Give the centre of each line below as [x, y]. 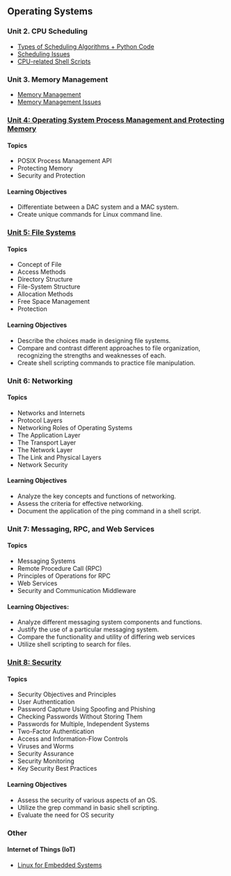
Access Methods [41, 272]
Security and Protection [51, 176]
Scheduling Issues [44, 54]
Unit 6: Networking [40, 381]
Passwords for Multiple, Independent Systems [83, 724]
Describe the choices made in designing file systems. [94, 340]
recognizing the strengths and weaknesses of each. [92, 355]
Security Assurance [46, 754]
